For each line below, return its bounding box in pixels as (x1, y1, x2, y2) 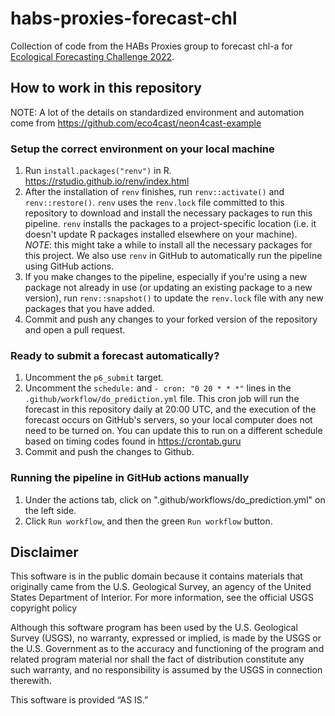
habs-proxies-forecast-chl (10, 7, 238, 30)
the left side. (24, 504, 77, 516)
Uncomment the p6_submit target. (24, 372, 164, 384)
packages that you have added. (24, 303, 155, 315)
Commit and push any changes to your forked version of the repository (24, 313, 318, 326)
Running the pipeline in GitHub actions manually (10, 471, 250, 485)
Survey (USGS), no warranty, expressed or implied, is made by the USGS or (10, 632, 322, 644)
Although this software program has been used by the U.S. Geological (10, 622, 298, 634)
